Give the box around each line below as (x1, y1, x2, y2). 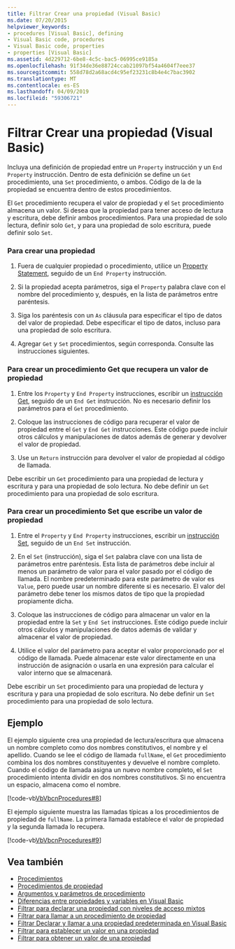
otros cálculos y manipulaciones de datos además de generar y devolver (17, 432, 227, 441)
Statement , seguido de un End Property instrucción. (17, 269, 167, 278)
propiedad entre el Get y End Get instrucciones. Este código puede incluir (17, 424, 228, 434)
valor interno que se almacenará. (17, 669, 113, 677)
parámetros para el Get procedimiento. (17, 404, 129, 413)
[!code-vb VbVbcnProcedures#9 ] (7, 836, 102, 844)
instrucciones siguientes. (17, 347, 90, 355)
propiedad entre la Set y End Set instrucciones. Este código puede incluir (17, 618, 228, 626)
